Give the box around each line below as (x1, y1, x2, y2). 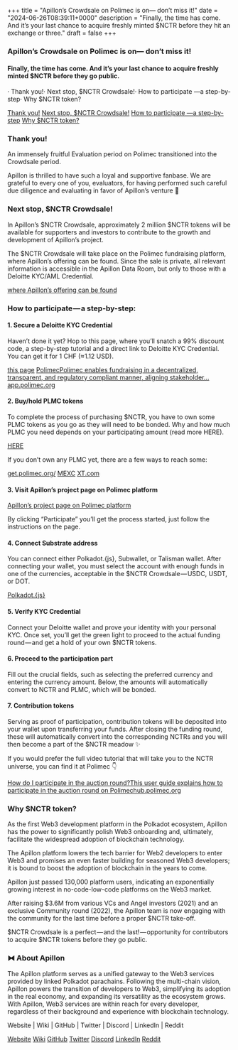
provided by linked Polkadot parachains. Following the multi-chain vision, (7, 977, 222, 985)
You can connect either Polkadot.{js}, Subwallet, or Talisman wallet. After (7, 554, 222, 563)
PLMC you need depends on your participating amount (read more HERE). (7, 428, 225, 436)
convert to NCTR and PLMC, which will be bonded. (7, 685, 156, 693)
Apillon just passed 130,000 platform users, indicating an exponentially (7, 877, 215, 887)
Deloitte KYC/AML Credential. (7, 271, 94, 280)
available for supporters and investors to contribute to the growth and (7, 227, 211, 237)
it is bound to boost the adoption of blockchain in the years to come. (7, 864, 207, 872)
